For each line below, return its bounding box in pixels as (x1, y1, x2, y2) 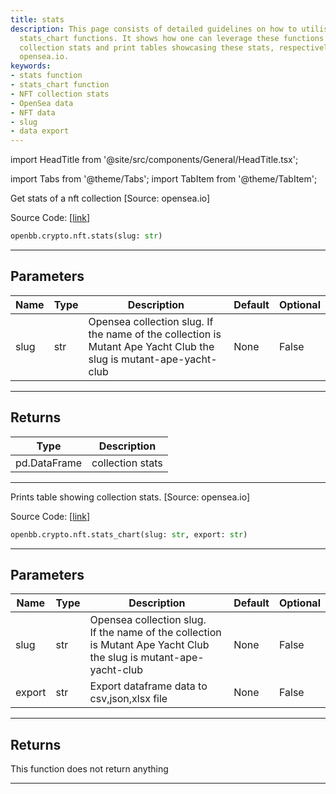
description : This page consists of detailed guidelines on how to (10, 24, 298, 34)
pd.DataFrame (15, 456, 83, 470)
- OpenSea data (10, 98, 74, 108)
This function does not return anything (10, 763, 169, 775)
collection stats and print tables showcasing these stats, (19, 42, 275, 53)
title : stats (10, 14, 65, 25)
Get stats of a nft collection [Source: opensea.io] (10, 192, 211, 205)
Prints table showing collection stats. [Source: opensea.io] (10, 491, 251, 503)
